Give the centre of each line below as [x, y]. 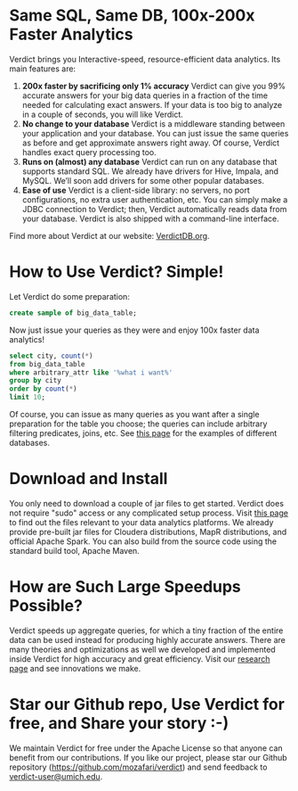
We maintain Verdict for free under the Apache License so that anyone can [146, 748]
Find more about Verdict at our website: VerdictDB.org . [110, 235]
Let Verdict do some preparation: [70, 296]
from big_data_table [48, 364]
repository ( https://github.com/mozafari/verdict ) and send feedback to [138, 767]
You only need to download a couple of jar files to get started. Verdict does [147, 503]
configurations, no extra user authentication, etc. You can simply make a [155, 199]
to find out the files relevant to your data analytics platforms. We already [141, 522]
